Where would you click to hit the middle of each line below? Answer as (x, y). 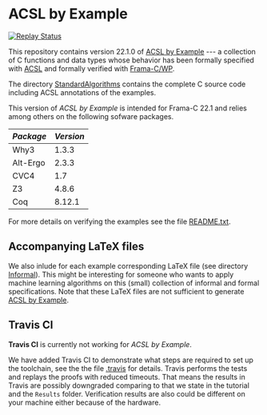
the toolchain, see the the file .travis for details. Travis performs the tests (128, 368)
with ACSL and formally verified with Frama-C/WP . (92, 68)
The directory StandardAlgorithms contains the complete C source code (127, 84)
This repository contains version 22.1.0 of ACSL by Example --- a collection (132, 51)
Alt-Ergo (29, 162)
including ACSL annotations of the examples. (82, 92)
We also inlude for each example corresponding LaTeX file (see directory (128, 265)
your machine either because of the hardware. (85, 402)
